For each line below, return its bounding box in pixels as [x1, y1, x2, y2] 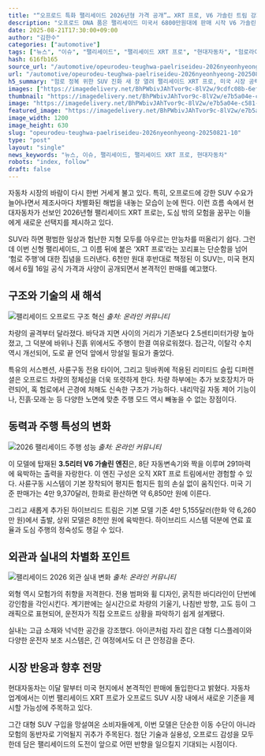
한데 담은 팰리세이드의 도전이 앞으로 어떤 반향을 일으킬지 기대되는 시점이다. [8, 739, 238, 749]
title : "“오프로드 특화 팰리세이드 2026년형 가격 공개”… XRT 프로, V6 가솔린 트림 [8, 11, 248, 20]
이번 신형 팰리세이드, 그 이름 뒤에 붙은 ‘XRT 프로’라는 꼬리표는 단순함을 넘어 [16, 244, 248, 253]
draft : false [8, 166, 51, 173]
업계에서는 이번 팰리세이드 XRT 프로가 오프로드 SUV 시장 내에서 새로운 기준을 [8, 693, 247, 702]
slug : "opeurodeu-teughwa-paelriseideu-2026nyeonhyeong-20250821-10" [8, 128, 242, 136]
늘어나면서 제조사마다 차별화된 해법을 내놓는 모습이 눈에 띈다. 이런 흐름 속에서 [8, 198, 246, 207]
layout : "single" [8, 143, 65, 151]
